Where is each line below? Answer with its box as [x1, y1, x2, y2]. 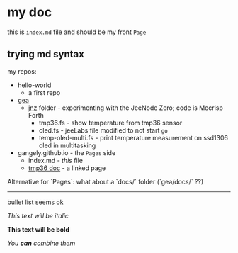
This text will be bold [7, 225, 69, 234]
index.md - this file [28, 156, 84, 164]
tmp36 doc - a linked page [28, 164, 106, 172]
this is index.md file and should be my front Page [7, 28, 147, 36]
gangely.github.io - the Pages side [17, 148, 116, 157]
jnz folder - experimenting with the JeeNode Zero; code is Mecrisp [28, 103, 223, 112]
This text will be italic [7, 211, 69, 220]
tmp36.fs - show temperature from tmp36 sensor [38, 118, 183, 127]
